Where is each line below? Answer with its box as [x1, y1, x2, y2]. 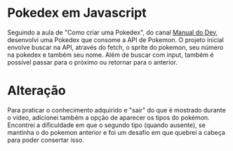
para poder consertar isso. [7, 136, 84, 144]
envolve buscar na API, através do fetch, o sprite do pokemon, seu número [7, 43, 224, 51]
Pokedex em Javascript [7, 5, 147, 21]
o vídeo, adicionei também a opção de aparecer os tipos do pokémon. [7, 113, 210, 122]
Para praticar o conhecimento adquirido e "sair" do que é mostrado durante [7, 105, 226, 114]
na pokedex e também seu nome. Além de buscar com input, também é [7, 51, 214, 59]
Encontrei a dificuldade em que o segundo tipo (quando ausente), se [7, 121, 206, 129]
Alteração [7, 83, 67, 99]
